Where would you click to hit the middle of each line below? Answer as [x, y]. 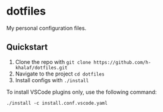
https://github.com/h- [122, 62]
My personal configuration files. [46, 28]
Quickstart [27, 47]
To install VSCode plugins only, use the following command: [81, 92]
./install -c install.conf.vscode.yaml [57, 103]
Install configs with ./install [52, 80]
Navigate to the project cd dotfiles [60, 74]
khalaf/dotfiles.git [41, 68]
